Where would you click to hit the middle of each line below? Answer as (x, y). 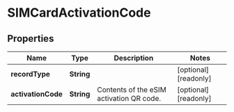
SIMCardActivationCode (79, 13)
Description (134, 58)
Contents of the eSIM (132, 90)
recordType (31, 74)
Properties (31, 39)
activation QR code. (129, 98)
